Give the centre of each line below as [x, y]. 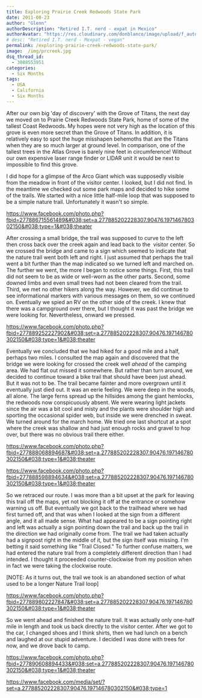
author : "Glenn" [26, 23]
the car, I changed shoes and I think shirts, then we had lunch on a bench [97, 633]
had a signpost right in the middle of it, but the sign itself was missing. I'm [97, 540]
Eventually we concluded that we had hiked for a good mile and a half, [93, 351]
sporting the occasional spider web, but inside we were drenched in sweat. [99, 415]
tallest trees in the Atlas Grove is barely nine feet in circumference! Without [99, 151]
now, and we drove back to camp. [48, 646]
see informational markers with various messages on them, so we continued [101, 296]
